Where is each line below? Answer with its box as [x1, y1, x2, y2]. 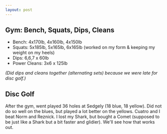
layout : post [5, 7, 33, 12]
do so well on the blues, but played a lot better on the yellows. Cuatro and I [5, 108, 160, 114]
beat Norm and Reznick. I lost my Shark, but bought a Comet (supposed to [5, 113, 160, 120]
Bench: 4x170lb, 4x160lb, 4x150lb [12, 39, 82, 45]
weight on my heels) [12, 49, 55, 55]
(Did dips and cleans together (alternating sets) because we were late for [5, 70, 158, 76]
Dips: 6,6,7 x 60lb [12, 55, 49, 61]
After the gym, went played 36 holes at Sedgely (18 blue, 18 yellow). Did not [5, 103, 162, 109]
